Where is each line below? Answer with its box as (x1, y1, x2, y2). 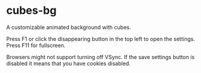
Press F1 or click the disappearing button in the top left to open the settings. (6, 35, 196, 42)
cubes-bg (6, 4, 57, 17)
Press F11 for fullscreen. (6, 42, 66, 49)
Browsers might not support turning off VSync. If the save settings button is (6, 53, 195, 60)
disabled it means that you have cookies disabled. (6, 60, 131, 67)
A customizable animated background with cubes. (6, 24, 131, 31)
